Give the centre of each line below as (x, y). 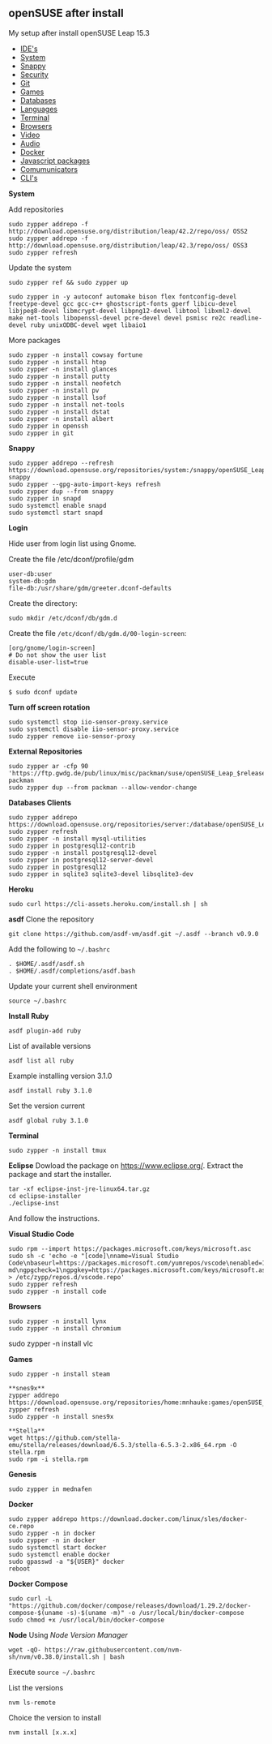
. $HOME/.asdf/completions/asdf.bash (72, 971)
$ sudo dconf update (43, 692)
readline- (246, 318)
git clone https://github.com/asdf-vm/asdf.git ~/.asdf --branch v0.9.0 (134, 934)
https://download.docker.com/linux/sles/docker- (164, 1519)
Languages (39, 109)
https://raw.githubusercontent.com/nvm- (113, 1650)
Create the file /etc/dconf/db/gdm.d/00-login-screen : (98, 633)
